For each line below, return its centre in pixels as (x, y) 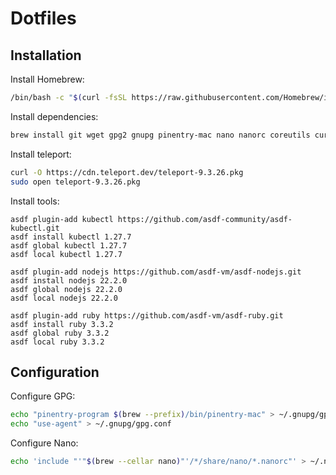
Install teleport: (41, 154)
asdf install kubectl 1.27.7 (71, 237)
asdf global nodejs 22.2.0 (66, 289)
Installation (46, 55)
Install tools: (35, 201)
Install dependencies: (54, 116)
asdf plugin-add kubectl (62, 219)
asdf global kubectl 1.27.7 (69, 245)
